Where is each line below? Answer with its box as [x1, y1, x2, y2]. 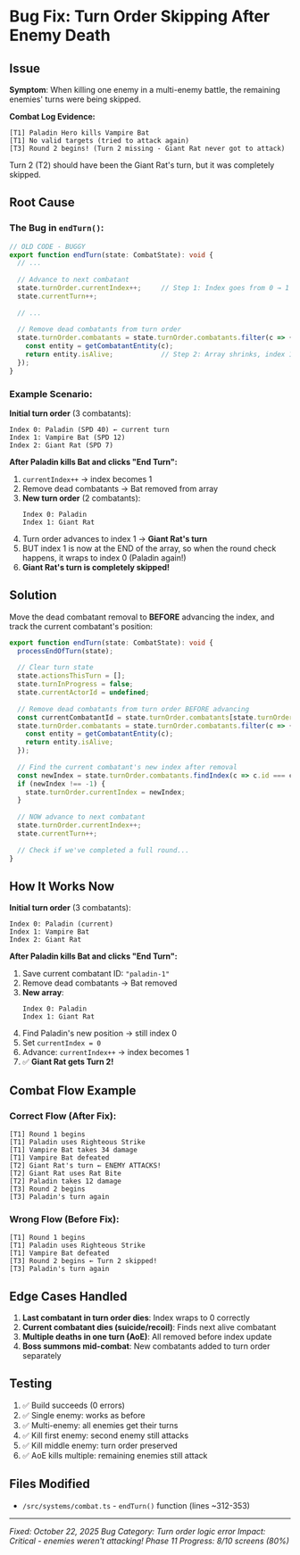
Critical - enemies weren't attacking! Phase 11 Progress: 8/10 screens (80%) [9, 1535, 290, 1546]
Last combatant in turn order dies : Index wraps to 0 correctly [21, 1312, 250, 1323]
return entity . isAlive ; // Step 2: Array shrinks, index [25, 350, 286, 359]
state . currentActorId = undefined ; [17, 688, 150, 697]
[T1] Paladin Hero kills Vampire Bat [9, 129, 150, 137]
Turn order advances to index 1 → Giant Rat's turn [21, 533, 208, 544]
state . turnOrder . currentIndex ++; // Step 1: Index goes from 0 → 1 [17, 284, 290, 293]
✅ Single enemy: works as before [21, 1409, 146, 1420]
